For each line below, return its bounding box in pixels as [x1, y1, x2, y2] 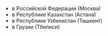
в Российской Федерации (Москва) [11, 5, 101, 12]
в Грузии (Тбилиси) [11, 23, 60, 30]
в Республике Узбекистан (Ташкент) [11, 17, 103, 24]
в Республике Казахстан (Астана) [11, 11, 96, 18]
